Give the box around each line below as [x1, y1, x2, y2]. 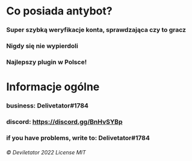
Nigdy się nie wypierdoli [6, 42, 78, 50]
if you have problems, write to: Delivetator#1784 [6, 133, 150, 142]
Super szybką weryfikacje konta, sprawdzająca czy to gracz [6, 26, 187, 34]
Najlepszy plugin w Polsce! [6, 58, 87, 66]
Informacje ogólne [6, 80, 100, 94]
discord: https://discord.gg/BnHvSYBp [6, 117, 123, 126]
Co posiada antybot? [6, 4, 113, 18]
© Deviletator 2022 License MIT [6, 148, 86, 156]
